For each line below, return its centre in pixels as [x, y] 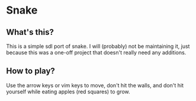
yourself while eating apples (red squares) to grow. [68, 92]
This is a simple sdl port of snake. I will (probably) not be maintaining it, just [98, 46]
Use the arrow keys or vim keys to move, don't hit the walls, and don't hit [95, 85]
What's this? [30, 32]
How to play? [30, 71]
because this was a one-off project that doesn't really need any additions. [96, 53]
